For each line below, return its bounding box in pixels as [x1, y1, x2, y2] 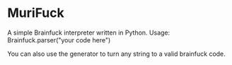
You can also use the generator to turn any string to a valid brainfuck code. [7, 49, 226, 58]
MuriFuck [7, 5, 65, 21]
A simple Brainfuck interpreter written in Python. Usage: [7, 28, 170, 37]
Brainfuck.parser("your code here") [7, 35, 111, 44]
